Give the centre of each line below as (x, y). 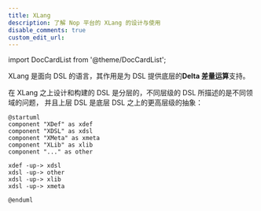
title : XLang (29, 15)
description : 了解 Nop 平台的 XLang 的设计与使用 (85, 23)
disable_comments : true (47, 30)
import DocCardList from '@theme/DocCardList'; (87, 60)
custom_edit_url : (37, 37)
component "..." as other (50, 152)
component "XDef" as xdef (50, 124)
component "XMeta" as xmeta (54, 139)
